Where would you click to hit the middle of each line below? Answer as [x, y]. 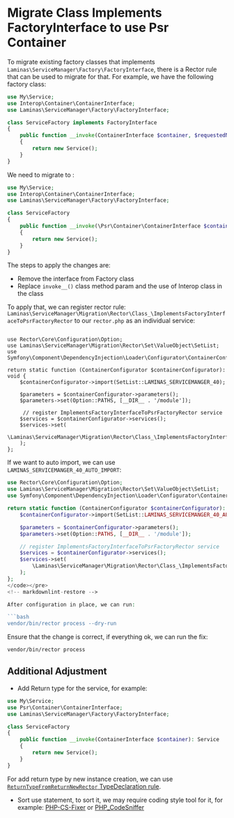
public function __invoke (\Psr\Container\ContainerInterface [110, 226]
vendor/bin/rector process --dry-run [62, 624]
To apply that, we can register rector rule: [67, 307]
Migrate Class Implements [85, 13]
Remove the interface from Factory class [76, 279]
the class [30, 294]
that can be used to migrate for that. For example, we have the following [110, 76]
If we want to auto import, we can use [61, 463]
